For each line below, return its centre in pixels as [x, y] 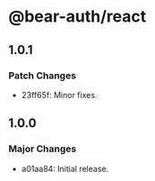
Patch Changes [43, 76]
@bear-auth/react [77, 17]
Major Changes [43, 149]
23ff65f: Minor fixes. [59, 95]
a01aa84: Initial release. [65, 168]
